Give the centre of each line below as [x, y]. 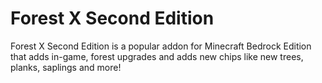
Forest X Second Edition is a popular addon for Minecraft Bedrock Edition [161, 46]
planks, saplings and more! [66, 67]
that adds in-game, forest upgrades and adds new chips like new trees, [157, 56]
